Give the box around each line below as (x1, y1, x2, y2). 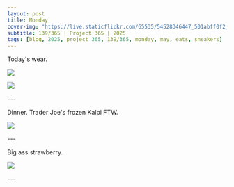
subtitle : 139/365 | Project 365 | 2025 (7, 29, 127, 37)
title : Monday (7, 17, 49, 24)
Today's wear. (7, 55, 47, 63)
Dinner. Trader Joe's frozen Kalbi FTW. (7, 108, 118, 117)
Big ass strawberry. (7, 148, 63, 156)
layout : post (7, 10, 45, 17)
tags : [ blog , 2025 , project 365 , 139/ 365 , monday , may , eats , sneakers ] (7, 36, 223, 43)
